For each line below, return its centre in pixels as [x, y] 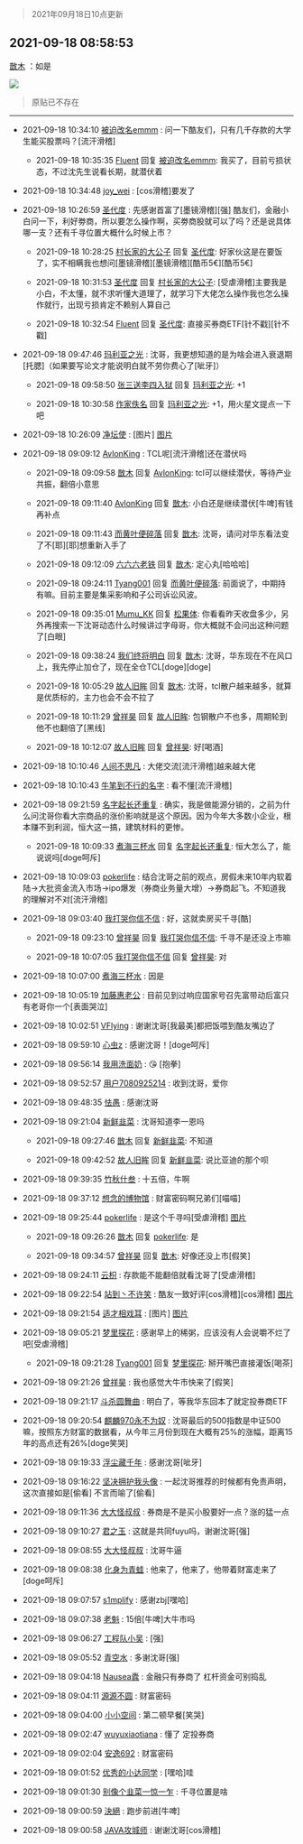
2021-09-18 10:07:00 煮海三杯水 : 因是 [93, 976]
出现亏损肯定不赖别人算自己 [119, 304]
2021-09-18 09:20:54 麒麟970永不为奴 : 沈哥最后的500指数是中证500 [151, 1420]
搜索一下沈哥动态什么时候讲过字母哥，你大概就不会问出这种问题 [170, 625]
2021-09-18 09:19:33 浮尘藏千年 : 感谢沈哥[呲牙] [112, 1462]
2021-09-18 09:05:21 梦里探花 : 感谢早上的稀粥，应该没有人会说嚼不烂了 [156, 1332]
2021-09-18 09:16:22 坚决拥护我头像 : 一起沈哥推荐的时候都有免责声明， [156, 1481]
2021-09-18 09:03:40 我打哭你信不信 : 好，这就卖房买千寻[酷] [137, 918]
